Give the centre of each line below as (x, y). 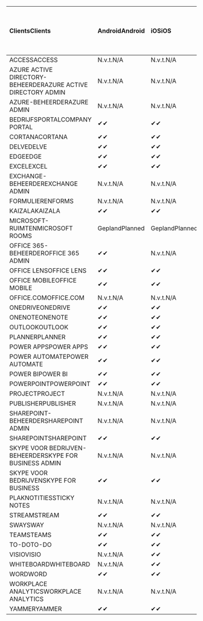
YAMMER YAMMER (36, 609)
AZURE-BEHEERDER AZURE (49, 102)
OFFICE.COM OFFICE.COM (47, 298)
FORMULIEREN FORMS (41, 201)
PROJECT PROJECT (37, 394)
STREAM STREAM (34, 515)
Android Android (121, 31)
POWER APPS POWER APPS (49, 347)
